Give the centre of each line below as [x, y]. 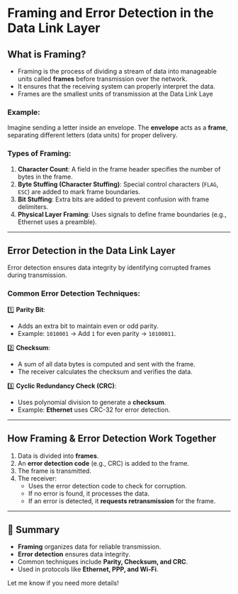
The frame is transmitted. [55, 471]
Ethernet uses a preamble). [57, 222]
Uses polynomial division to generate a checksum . [92, 402]
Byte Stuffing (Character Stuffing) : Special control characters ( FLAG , [118, 184]
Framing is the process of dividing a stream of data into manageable [117, 71]
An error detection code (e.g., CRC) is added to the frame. [103, 463]
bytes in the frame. [45, 176]
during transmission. [37, 275]
